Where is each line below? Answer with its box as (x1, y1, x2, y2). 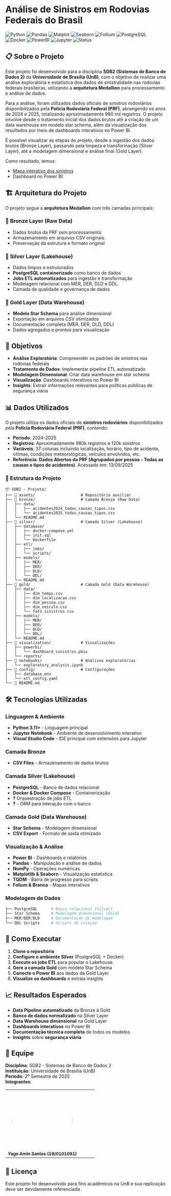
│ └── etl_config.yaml (5, 676, 58, 681)
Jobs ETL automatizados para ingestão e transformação (12, 275, 133, 282)
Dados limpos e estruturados (12, 264, 74, 270)
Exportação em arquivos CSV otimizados (12, 316, 99, 322)
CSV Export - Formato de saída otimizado (12, 830, 101, 837)
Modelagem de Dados (5, 895, 61, 902)
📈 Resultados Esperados (5, 991, 87, 1000)
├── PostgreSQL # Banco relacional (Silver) (5, 906, 113, 911)
